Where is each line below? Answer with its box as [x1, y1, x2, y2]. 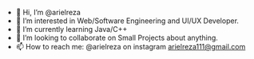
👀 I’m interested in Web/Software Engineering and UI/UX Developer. [15, 16, 240, 26]
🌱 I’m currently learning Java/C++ [15, 25, 128, 33]
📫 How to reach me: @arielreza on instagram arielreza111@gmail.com [15, 42, 246, 51]
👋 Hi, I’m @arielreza [15, 8, 81, 17]
